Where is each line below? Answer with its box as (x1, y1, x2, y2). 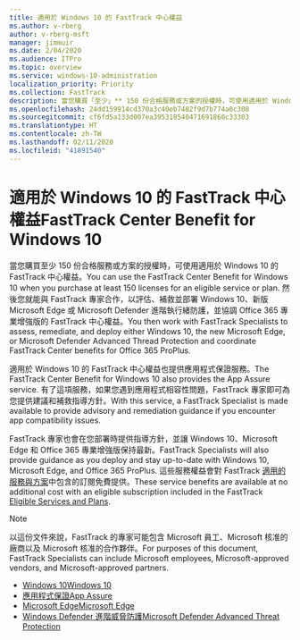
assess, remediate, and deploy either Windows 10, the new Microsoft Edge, (9, 325, 286, 336)
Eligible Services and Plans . (9, 495, 112, 506)
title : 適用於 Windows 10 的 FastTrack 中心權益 (9, 13, 183, 22)
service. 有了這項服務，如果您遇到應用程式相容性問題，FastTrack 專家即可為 (9, 383, 290, 394)
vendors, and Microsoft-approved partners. (9, 562, 170, 573)
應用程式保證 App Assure (21, 590, 113, 601)
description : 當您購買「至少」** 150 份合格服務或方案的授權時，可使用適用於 (9, 96, 270, 105)
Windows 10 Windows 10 (21, 579, 112, 590)
